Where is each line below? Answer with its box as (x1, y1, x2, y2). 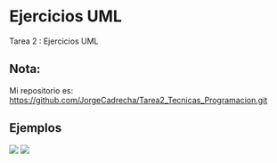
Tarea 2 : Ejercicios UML (9, 36, 99, 46)
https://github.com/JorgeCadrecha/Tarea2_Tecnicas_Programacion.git (9, 94, 268, 105)
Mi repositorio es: (9, 85, 74, 95)
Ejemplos (9, 120, 62, 135)
